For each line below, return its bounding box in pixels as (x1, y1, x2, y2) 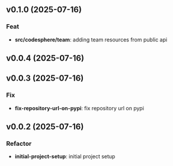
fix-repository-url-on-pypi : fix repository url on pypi (14, 104, 144, 111)
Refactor (6, 139, 32, 148)
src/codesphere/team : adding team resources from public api (14, 36, 168, 43)
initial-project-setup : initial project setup (14, 153, 116, 160)
